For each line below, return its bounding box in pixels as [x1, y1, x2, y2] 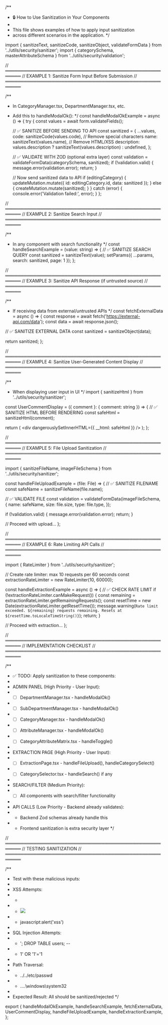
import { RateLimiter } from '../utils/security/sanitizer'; [5, 562, 115, 568]
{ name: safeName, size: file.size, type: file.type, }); [5, 501, 111, 507]
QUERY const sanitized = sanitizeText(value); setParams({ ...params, [12, 252, 154, 258]
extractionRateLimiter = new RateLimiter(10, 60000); [5, 577, 113, 583]
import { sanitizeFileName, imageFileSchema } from [5, 465, 112, 471]
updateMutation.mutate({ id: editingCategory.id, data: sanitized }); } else [12, 180, 161, 186]
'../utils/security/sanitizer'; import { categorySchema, [5, 47, 114, 53]
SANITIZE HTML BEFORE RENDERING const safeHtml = [5, 410, 120, 416]
